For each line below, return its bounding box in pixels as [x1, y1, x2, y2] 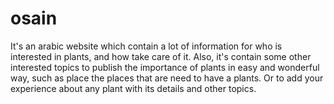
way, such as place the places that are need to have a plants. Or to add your [10, 72, 324, 84]
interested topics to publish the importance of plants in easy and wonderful [10, 61, 320, 73]
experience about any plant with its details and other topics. [10, 82, 257, 94]
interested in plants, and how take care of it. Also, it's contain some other [10, 50, 312, 62]
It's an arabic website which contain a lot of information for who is [10, 40, 283, 52]
